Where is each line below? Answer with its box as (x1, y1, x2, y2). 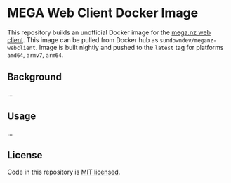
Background (7, 71, 62, 83)
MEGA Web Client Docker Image (7, 5, 199, 21)
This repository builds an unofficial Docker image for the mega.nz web (7, 28, 211, 37)
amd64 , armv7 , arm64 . (7, 51, 64, 59)
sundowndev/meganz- (159, 37, 217, 44)
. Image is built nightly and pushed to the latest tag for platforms (35, 43, 224, 51)
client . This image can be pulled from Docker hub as (7, 35, 159, 44)
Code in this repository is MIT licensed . (7, 168, 121, 177)
